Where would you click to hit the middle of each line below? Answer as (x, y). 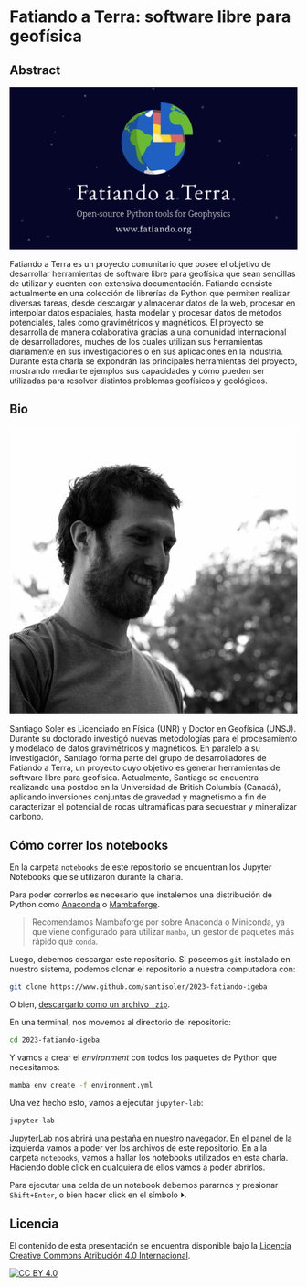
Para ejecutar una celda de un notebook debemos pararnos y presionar (144, 1185)
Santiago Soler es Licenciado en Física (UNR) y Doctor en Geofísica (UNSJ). (153, 729)
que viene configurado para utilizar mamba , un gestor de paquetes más (163, 932)
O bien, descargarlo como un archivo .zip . (90, 1004)
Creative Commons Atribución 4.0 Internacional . (100, 1256)
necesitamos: (35, 1067)
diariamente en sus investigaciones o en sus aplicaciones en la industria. (146, 351)
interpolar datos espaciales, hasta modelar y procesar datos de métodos (146, 312)
